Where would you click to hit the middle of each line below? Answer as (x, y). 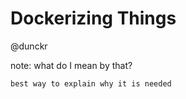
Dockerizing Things (93, 18)
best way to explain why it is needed (91, 83)
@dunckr (29, 46)
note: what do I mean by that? (71, 65)
